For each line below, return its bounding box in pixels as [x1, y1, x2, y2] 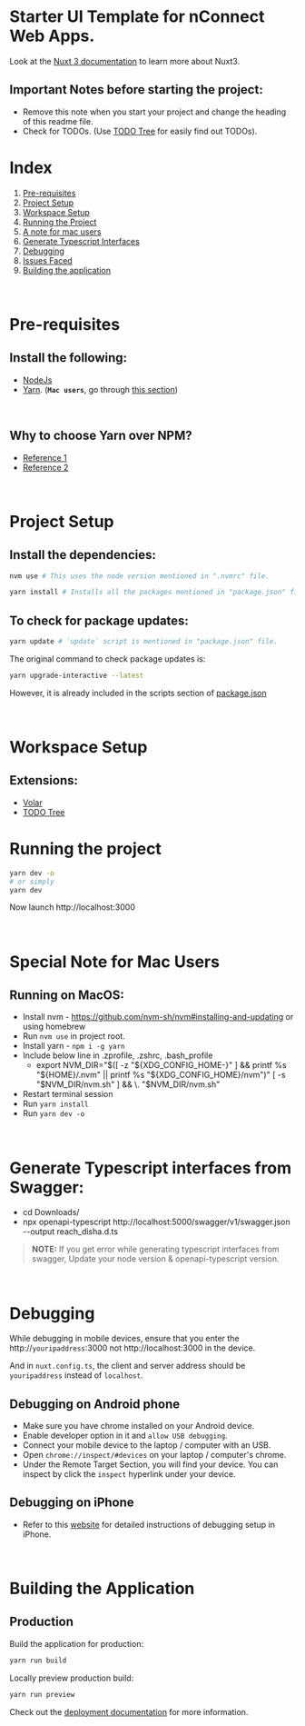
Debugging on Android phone [9, 1396, 181, 1412]
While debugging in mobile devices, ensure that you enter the [9, 1333, 240, 1344]
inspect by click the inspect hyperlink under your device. [22, 1469, 236, 1480]
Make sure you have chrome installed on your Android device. [22, 1421, 255, 1432]
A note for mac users [22, 225, 102, 237]
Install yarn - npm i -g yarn [22, 1041, 125, 1052]
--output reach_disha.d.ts [22, 1226, 119, 1237]
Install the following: [9, 350, 128, 365]
